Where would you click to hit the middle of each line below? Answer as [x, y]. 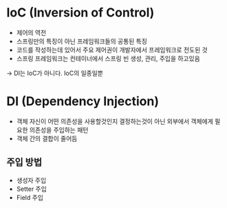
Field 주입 [30, 197]
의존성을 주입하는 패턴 [59, 129]
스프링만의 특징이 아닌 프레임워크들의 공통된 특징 [82, 41]
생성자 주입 [31, 180]
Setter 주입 [32, 189]
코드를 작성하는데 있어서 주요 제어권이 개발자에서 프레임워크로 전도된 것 [112, 50]
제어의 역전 [31, 32]
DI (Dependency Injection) [83, 102]
